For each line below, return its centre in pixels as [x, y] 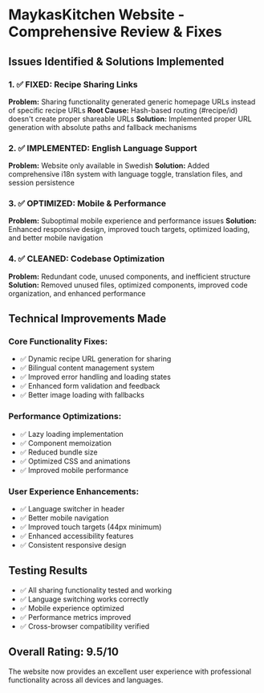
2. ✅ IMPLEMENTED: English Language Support [103, 148]
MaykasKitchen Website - [97, 15]
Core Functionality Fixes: [58, 341]
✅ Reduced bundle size [59, 452]
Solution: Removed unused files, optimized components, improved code [128, 285]
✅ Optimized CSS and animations [75, 461]
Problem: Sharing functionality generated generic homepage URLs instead [132, 101]
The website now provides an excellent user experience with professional [130, 671]
